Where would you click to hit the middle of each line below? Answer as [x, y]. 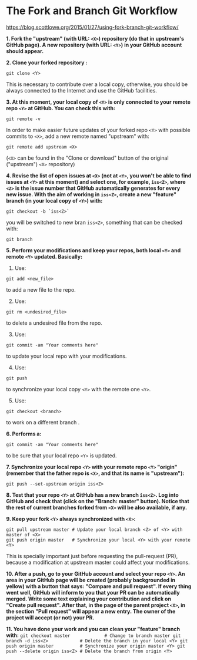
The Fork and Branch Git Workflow [92, 11]
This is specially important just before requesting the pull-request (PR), [92, 556]
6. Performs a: [24, 434]
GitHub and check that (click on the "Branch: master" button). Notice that [98, 501]
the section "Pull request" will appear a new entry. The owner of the [91, 611]
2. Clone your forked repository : [47, 62]
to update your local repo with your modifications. [66, 356]
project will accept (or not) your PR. [50, 618]
